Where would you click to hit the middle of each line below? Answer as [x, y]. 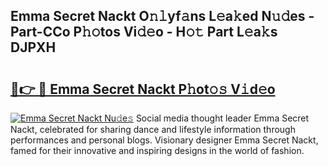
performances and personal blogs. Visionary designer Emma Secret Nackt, [164, 140]
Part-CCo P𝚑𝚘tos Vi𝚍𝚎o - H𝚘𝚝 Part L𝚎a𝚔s [144, 32]
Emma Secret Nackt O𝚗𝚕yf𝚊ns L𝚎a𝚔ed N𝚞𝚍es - [162, 16]
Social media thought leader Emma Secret [222, 118]
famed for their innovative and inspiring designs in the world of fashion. [157, 150]
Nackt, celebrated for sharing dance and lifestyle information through [153, 129]
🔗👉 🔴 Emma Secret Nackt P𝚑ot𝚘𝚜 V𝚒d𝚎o [143, 89]
